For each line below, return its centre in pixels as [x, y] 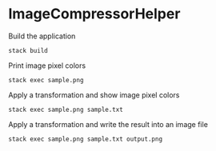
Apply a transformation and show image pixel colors [94, 95]
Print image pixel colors [47, 66]
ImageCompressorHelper [94, 14]
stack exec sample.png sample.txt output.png [85, 139]
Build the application [42, 36]
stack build [28, 50]
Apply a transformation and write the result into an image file [108, 124]
